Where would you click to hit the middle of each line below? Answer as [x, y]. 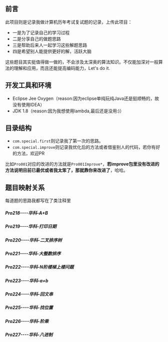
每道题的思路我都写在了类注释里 [38, 201]
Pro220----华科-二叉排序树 [33, 240]
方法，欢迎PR [31, 153]
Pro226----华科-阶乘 [27, 321]
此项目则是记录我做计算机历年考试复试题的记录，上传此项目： [69, 22]
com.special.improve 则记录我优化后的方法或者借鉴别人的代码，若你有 [84, 147]
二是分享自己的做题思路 [36, 38]
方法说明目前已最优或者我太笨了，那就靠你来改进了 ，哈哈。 [66, 170]
